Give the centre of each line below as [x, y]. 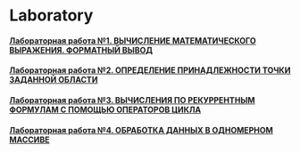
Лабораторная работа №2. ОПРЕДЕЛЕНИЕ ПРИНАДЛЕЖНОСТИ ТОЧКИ [150, 70]
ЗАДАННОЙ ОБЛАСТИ [54, 80]
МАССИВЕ [30, 140]
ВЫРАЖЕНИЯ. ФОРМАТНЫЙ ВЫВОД [81, 50]
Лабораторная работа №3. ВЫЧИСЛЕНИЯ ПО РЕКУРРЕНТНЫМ [133, 100]
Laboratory [51, 16]
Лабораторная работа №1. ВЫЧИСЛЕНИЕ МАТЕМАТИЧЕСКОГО [133, 40]
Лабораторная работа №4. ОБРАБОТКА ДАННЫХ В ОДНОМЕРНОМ [142, 130]
